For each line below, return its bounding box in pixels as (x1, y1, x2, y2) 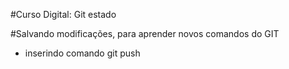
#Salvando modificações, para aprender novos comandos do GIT (10, 28, 280, 39)
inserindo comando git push (24, 47, 141, 59)
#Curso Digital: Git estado (10, 9, 117, 20)
